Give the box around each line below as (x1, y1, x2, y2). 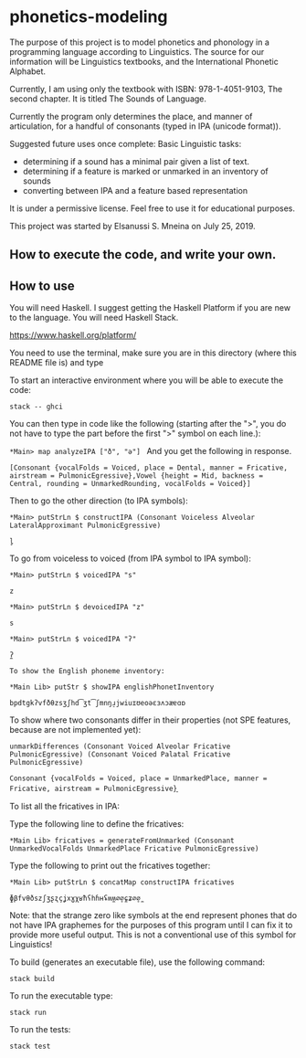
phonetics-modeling (9, 6, 168, 27)
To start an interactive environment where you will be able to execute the (9, 375, 284, 386)
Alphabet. (9, 66, 47, 77)
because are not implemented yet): (9, 725, 142, 735)
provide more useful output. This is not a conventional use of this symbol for (9, 929, 297, 940)
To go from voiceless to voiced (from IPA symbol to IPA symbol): (9, 553, 251, 564)
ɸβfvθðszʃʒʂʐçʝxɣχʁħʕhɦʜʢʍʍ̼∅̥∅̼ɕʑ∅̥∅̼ (9, 894, 142, 904)
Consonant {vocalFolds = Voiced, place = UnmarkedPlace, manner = (9, 774, 268, 783)
